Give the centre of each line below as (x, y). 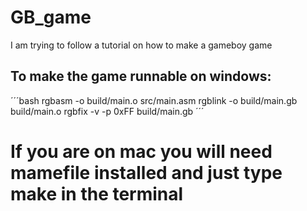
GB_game (51, 17)
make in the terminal (97, 193)
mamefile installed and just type (146, 172)
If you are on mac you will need (141, 151)
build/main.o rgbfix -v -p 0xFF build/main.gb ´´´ (107, 111)
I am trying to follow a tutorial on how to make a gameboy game (141, 45)
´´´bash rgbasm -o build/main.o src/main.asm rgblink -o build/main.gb (154, 100)
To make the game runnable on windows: (141, 76)
